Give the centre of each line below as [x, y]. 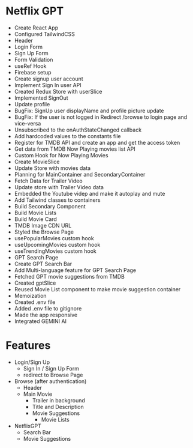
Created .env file [35, 302]
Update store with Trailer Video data [59, 187]
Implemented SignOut [41, 98]
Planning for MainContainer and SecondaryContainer [80, 174]
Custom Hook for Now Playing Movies [61, 155]
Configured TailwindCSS [45, 34]
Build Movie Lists [35, 213]
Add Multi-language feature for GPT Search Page [75, 270]
